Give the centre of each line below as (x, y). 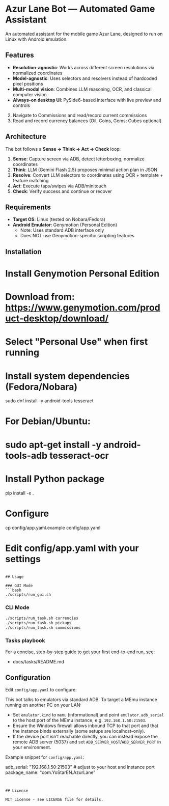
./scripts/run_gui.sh (28, 595)
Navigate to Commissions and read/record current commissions (80, 115)
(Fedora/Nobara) (41, 387)
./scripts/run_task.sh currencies (42, 618)
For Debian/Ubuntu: (48, 421)
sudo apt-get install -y (53, 445)
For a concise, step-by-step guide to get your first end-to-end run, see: (80, 652)
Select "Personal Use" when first (77, 342)
